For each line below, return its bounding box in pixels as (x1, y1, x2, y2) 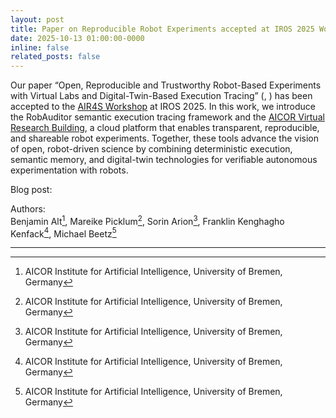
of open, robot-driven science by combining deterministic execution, (10, 143, 293, 155)
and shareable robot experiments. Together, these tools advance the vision (10, 132, 320, 145)
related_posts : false (10, 52, 101, 62)
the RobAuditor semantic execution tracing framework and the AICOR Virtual (10, 111, 325, 123)
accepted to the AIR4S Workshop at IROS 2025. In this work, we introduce (10, 101, 316, 113)
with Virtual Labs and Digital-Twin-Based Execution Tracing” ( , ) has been (10, 90, 313, 102)
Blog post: (10, 184, 53, 196)
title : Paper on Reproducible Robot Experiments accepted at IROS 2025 (10, 24, 315, 34)
